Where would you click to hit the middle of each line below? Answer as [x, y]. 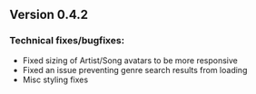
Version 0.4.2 [49, 15]
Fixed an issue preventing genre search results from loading [135, 70]
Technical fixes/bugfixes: [67, 41]
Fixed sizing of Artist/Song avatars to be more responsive [130, 60]
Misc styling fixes [55, 80]
